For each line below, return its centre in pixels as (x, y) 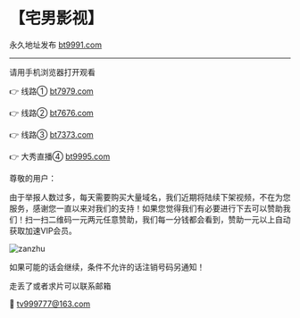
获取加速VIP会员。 (43, 230)
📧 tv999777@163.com (50, 304)
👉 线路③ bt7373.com (51, 134)
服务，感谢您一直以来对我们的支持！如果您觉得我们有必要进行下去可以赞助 (146, 208)
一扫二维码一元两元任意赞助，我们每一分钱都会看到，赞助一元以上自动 (162, 219)
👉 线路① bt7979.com (51, 91)
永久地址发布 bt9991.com (56, 45)
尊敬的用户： (33, 178)
